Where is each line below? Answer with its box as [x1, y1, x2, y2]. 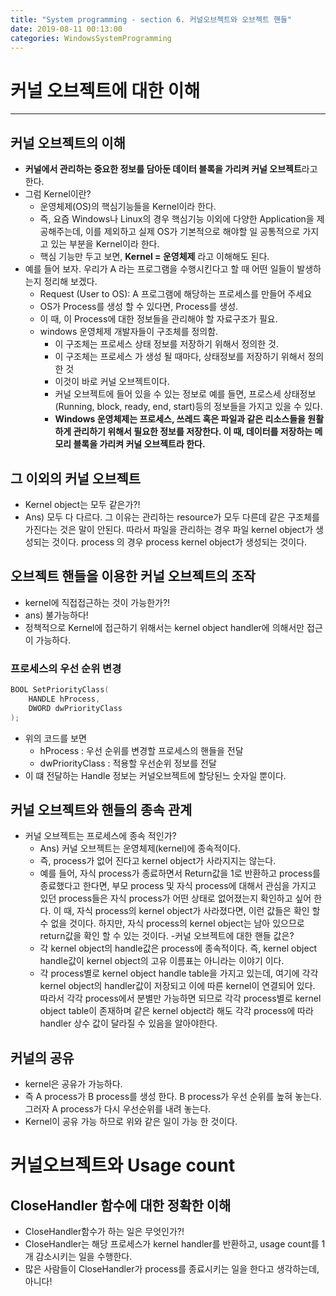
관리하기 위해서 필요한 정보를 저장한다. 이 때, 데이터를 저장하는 [73, 426, 313, 438]
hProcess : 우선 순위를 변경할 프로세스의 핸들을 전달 [39, 744, 244, 756]
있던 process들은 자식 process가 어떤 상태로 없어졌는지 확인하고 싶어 [39, 892, 312, 905]
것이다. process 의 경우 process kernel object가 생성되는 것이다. [51, 536, 308, 548]
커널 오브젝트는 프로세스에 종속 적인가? [24, 830, 177, 842]
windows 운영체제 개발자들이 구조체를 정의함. [39, 326, 219, 338]
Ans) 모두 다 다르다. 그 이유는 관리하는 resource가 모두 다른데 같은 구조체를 [24, 511, 320, 523]
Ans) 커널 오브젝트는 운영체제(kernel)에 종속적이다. [39, 842, 241, 855]
